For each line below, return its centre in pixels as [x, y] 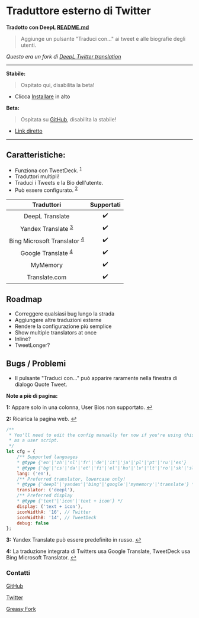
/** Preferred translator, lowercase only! [71, 479]
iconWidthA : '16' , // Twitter [54, 512]
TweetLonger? [32, 345]
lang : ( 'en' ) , [34, 474]
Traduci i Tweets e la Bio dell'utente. [59, 183]
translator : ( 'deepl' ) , [46, 490]
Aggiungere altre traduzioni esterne [58, 320]
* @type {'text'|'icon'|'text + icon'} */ [70, 501]
